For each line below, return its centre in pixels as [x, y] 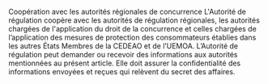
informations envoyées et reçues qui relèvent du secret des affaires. [122, 71]
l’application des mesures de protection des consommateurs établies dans [132, 37]
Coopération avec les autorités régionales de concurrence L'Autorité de [128, 12]
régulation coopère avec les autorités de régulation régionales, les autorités [134, 20]
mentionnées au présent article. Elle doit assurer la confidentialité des [125, 63]
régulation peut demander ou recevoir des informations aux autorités [123, 55]
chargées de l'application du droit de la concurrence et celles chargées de [132, 29]
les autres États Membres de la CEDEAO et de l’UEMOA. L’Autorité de [123, 46]
